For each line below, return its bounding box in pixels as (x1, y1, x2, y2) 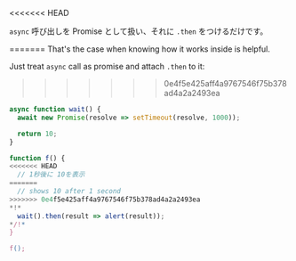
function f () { (9, 153, 66, 163)
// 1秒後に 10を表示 (17, 170, 85, 179)
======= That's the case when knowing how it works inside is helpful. (9, 44, 271, 54)
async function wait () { (9, 105, 101, 114)
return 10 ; (17, 129, 58, 138)
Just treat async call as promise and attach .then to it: (9, 61, 205, 71)
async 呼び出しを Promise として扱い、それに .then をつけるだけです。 (9, 26, 268, 37)
